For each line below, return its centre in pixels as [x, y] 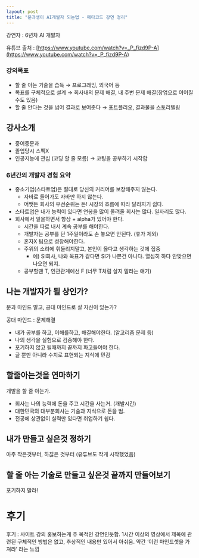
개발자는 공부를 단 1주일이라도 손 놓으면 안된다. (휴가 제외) [91, 233]
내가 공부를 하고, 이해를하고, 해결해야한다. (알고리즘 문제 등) [84, 332]
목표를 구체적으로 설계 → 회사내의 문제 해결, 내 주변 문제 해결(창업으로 [96, 92]
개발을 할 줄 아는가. [28, 391]
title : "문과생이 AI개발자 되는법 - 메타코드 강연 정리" [67, 17]
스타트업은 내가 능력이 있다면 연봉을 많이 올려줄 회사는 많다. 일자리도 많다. [100, 211]
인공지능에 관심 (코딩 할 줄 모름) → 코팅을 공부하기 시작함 [81, 158]
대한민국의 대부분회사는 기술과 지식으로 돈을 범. [70, 411]
